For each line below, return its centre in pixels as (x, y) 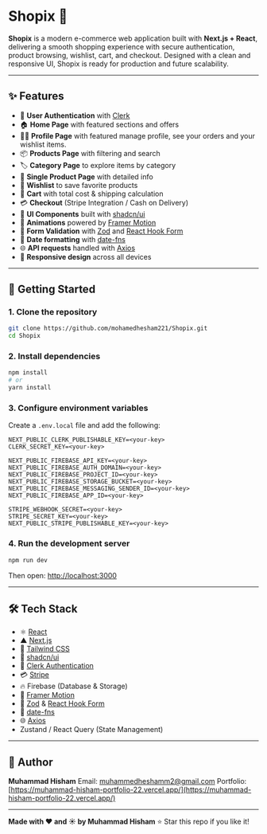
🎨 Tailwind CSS (44, 649)
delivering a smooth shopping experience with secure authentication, (122, 46)
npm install (28, 373)
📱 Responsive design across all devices (85, 256)
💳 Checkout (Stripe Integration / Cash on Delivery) (104, 202)
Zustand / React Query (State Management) (91, 730)
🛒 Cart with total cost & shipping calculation (91, 194)
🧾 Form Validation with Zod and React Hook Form (101, 231)
